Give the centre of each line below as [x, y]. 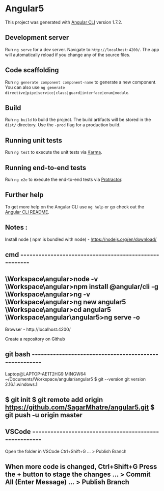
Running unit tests [34, 140]
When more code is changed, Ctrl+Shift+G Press [81, 467]
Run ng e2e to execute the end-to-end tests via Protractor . [64, 179]
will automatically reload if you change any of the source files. [68, 55]
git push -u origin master [44, 415]
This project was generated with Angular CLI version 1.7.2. [64, 22]
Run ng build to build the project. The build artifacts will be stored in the [78, 120]
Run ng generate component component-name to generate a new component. [81, 82]
